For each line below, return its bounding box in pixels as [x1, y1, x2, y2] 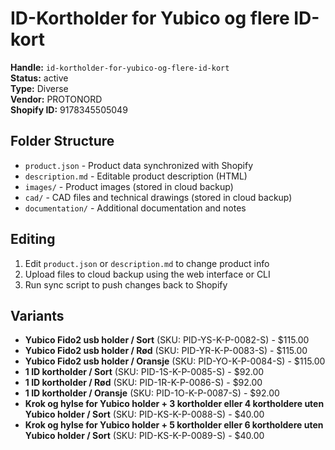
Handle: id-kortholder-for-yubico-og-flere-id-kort [10, 61, 230, 73]
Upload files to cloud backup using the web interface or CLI [24, 268, 271, 280]
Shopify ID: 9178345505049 [10, 103, 128, 116]
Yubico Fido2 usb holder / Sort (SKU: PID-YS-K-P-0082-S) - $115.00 [24, 334, 310, 346]
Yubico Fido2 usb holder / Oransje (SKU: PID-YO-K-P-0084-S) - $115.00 [24, 355, 326, 367]
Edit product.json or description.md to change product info [24, 257, 270, 269]
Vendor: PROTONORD [10, 93, 103, 105]
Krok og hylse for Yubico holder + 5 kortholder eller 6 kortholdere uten [24, 419, 324, 431]
